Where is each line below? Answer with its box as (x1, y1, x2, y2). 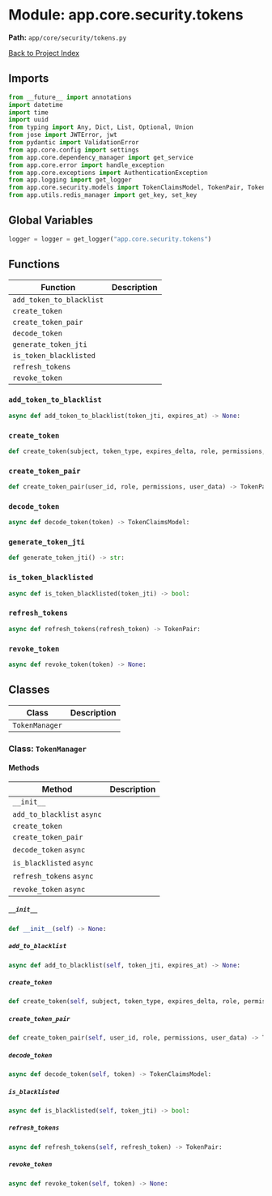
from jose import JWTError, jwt (8, 131, 117, 139)
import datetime (8, 100, 63, 109)
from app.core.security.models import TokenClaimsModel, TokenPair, (8, 184, 244, 192)
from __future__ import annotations (8, 93, 132, 101)
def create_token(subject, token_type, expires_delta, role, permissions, (8, 447, 266, 455)
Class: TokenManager (8, 743, 87, 754)
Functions (8, 258, 61, 271)
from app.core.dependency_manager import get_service (8, 153, 194, 161)
